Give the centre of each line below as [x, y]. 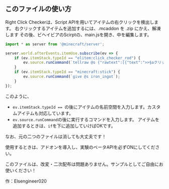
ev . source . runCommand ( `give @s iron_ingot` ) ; [72, 77]
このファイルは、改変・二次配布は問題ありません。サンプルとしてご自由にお [84, 164]
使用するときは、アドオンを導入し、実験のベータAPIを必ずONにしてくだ [80, 147]
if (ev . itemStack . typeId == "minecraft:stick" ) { [67, 72]
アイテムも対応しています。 [45, 113]
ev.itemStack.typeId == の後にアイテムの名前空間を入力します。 [80, 107]
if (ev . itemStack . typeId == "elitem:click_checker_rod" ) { [77, 58]
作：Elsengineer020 [26, 181]
